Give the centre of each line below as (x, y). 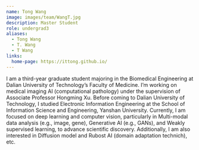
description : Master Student (42, 23)
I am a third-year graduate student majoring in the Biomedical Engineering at (100, 79)
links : (14, 56)
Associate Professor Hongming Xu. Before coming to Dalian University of (96, 97)
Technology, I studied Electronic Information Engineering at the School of (96, 104)
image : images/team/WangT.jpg (44, 17)
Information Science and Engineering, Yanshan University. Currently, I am (96, 110)
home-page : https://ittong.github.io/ (60, 61)
